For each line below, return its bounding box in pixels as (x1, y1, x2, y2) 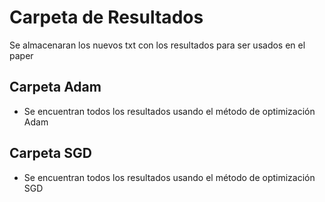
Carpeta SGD (9, 145, 92, 162)
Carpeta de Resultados (9, 6, 204, 29)
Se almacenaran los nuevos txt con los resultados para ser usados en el (9, 39, 306, 51)
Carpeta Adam (9, 79, 102, 96)
